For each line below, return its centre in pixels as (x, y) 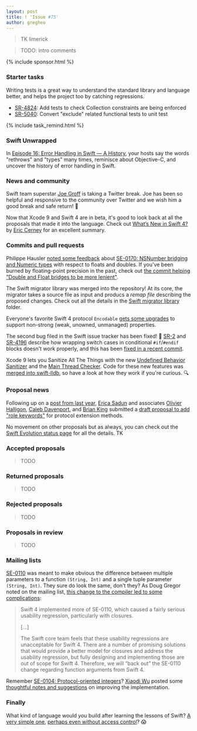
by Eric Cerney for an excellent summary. (56, 230)
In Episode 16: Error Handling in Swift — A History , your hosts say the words (98, 153)
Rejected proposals (34, 504)
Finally (16, 703)
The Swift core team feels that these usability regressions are (94, 639)
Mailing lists (24, 560)
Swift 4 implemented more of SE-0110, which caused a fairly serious (103, 609)
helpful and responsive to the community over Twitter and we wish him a (94, 200)
